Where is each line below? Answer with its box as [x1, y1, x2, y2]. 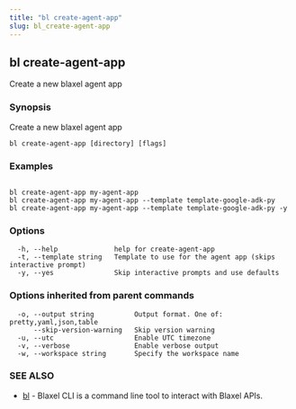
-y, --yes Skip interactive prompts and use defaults [17, 269, 280, 278]
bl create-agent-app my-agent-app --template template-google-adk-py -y [9, 203, 288, 212]
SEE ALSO [9, 369, 55, 382]
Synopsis [9, 101, 51, 113]
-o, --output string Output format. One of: [17, 309, 223, 319]
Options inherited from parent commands [9, 289, 195, 302]
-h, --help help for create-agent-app [17, 245, 216, 254]
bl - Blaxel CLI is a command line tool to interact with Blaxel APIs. [22, 390, 264, 401]
